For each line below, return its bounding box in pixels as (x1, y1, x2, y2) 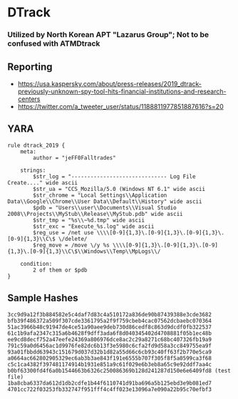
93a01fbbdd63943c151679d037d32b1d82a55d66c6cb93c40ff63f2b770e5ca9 (7, 348, 212, 356)
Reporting (7, 61, 53, 73)
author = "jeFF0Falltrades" (33, 154, 116, 161)
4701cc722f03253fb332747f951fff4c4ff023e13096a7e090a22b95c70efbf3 (7, 385, 212, 393)
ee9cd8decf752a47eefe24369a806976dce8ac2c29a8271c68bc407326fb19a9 (7, 336, 212, 343)
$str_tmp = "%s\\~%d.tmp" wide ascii (33, 217, 145, 224)
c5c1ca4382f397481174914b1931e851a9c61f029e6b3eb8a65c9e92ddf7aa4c (7, 361, 212, 368)
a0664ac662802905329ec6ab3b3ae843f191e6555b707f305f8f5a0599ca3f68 (7, 354, 212, 362)
